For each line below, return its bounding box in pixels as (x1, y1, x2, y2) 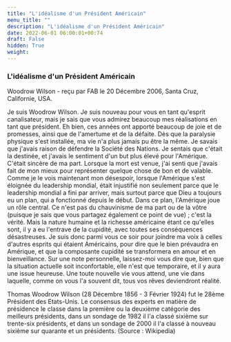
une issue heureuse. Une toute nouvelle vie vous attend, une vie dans (7, 269, 205, 278)
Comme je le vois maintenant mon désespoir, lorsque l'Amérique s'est (7, 174, 205, 182)
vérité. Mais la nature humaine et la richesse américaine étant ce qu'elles (7, 218, 214, 227)
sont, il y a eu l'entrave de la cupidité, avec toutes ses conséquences (7, 225, 203, 234)
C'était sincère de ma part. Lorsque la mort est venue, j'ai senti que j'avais (7, 160, 218, 168)
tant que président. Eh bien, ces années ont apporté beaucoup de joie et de (7, 122, 222, 131)
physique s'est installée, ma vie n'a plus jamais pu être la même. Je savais (7, 137, 218, 146)
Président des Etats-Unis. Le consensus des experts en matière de (7, 298, 197, 306)
